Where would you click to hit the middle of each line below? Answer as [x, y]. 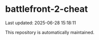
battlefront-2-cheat [47, 9]
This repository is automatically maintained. [50, 32]
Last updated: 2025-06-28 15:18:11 [41, 23]
